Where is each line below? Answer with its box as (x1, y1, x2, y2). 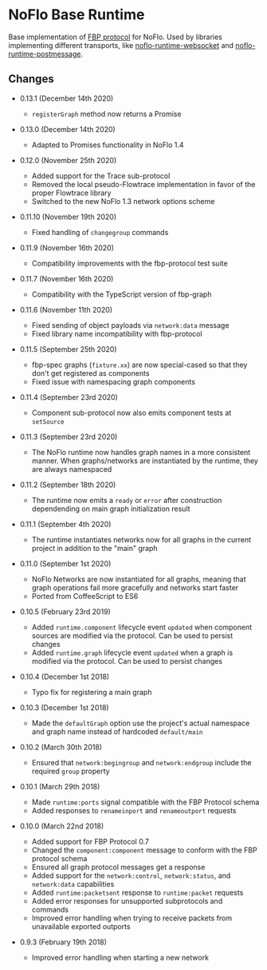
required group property (31, 766, 110, 776)
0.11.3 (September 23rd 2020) (19, 432, 118, 441)
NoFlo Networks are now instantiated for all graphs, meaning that (31, 574, 246, 584)
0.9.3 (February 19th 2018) (19, 937, 108, 947)
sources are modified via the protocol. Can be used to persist (31, 630, 234, 641)
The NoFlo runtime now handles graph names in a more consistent (31, 447, 251, 457)
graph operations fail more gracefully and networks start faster (31, 582, 239, 593)
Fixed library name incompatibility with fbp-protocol (31, 329, 202, 338)
